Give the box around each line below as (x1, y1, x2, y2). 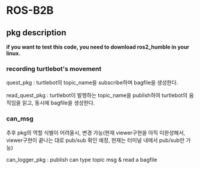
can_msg (6, 114, 34, 123)
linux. (6, 50, 21, 57)
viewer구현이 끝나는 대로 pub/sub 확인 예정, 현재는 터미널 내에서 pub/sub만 (6, 136, 185, 144)
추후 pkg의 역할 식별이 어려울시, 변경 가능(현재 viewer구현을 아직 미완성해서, (6, 129, 186, 136)
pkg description (6, 28, 66, 38)
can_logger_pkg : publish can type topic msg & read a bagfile (6, 156, 157, 163)
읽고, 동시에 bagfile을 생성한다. (22, 99, 95, 107)
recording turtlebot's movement (6, 64, 102, 73)
